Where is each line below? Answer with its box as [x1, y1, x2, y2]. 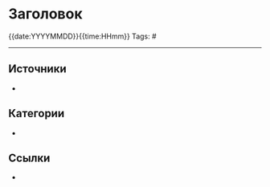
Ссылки [8, 151, 51, 165]
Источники [8, 62, 67, 76]
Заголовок [8, 5, 83, 23]
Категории [8, 107, 65, 120]
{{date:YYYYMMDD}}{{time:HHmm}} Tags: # [8, 31, 157, 41]
